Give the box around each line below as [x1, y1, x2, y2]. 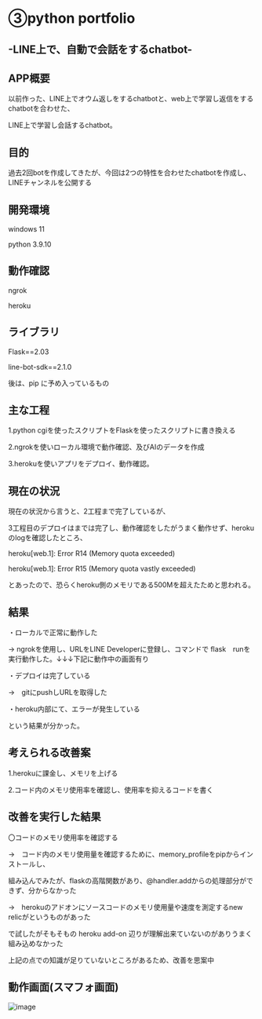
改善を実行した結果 [8, 810, 101, 824]
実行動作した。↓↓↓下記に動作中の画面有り [8, 654, 150, 664]
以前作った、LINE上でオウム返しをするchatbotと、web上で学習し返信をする [8, 94, 254, 104]
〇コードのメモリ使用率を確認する [8, 832, 118, 842]
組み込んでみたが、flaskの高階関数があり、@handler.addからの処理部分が [8, 875, 247, 885]
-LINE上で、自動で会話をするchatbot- [8, 42, 193, 56]
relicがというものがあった [8, 912, 91, 922]
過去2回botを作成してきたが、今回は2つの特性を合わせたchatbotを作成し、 [8, 168, 251, 177]
